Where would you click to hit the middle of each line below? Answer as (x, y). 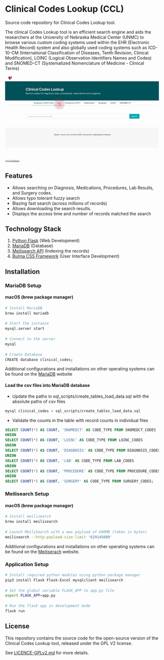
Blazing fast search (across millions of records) (60, 203)
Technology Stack (33, 229)
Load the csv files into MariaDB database (48, 385)
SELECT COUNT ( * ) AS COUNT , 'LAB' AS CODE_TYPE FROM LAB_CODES (70, 461)
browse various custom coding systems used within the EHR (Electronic (77, 42)
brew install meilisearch (31, 522)
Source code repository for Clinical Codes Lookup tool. (60, 22)
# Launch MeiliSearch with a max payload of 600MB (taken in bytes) (76, 532)
